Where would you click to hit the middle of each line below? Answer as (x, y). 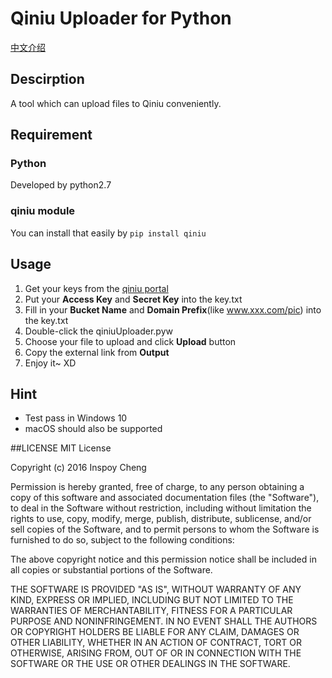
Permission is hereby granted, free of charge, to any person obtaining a (157, 487)
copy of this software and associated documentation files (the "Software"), (165, 498)
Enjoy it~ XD (50, 363)
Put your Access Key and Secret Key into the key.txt (133, 299)
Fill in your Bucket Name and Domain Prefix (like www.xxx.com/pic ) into (173, 309)
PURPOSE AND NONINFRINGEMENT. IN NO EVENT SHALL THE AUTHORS (164, 621)
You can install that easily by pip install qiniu (108, 233)
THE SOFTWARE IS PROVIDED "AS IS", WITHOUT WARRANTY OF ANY (156, 589)
